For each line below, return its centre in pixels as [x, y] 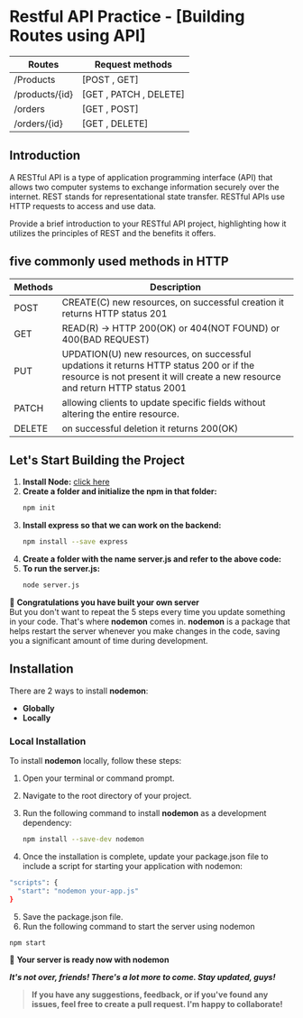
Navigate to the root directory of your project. [107, 796]
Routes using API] [78, 36]
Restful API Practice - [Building [127, 17]
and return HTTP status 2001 [124, 388]
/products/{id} [44, 94]
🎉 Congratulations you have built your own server [105, 602]
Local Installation [48, 741]
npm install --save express [75, 542]
